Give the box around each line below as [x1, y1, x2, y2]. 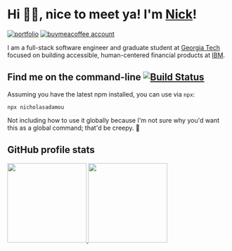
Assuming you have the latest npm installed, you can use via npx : [7, 90, 195, 98]
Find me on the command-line [7, 71, 142, 83]
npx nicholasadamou [7, 104, 65, 111]
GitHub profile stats [7, 144, 95, 156]
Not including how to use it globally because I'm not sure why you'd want [7, 116, 220, 124]
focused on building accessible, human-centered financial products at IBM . [7, 51, 226, 59]
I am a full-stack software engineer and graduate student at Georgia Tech [7, 43, 220, 51]
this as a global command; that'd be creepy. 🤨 [7, 123, 141, 132]
